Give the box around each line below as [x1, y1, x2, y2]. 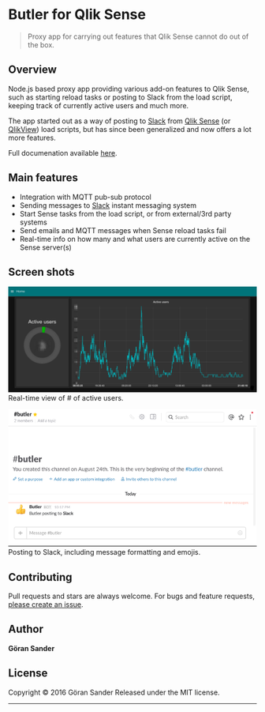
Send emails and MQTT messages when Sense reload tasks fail [19, 225, 226, 235]
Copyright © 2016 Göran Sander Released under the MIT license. [8, 688, 220, 697]
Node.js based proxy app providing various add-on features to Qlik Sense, [8, 84, 250, 93]
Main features [8, 171, 79, 185]
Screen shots [8, 265, 75, 278]
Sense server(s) [19, 243, 73, 252]
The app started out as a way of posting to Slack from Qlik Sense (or [8, 116, 231, 126]
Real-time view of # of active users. [8, 394, 124, 403]
